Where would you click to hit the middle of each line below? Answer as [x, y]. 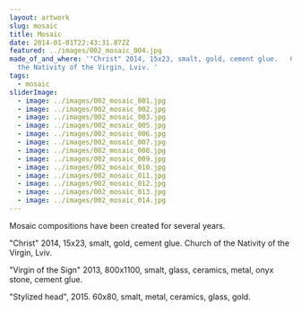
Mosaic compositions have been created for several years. [117, 225]
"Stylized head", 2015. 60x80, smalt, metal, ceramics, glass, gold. [130, 297]
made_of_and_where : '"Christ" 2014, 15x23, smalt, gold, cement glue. [144, 59]
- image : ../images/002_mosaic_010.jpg [92, 167]
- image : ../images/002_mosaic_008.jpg [92, 150]
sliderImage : [34, 92]
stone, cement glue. [46, 279]
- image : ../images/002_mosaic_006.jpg [92, 134]
